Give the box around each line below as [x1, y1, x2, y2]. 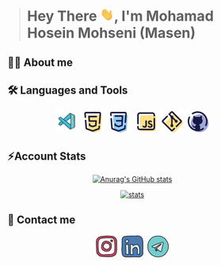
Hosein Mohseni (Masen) [26, 24, 196, 42]
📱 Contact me [7, 213, 76, 226]
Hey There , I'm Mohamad [26, 7, 215, 25]
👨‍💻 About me [7, 56, 73, 69]
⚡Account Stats [7, 149, 86, 163]
